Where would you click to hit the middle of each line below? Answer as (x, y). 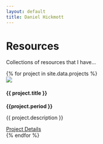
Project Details (24, 129)
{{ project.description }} (35, 118)
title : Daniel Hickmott (35, 17)
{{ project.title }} (27, 93)
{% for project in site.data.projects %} (52, 73)
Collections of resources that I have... (51, 62)
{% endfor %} (23, 135)
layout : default (26, 11)
